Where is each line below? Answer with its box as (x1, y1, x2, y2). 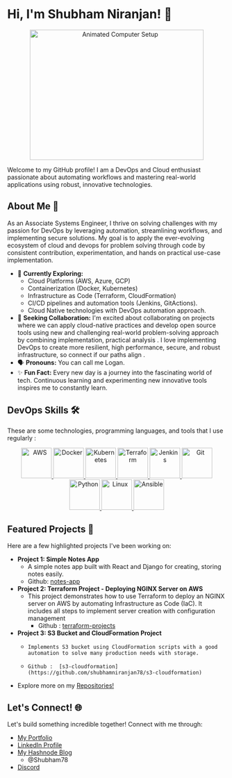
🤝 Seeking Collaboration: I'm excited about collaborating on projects (17, 313, 215, 322)
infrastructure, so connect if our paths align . (17, 350, 146, 358)
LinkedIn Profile (17, 741, 63, 750)
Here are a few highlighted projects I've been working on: (7, 542, 172, 550)
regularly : (7, 433, 37, 442)
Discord (17, 763, 40, 772)
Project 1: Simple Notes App (17, 555, 99, 563)
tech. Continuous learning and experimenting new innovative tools (17, 376, 207, 384)
